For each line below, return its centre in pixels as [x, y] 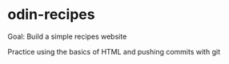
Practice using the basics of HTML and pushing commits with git [114, 51]
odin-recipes [51, 15]
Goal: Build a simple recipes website [67, 36]
